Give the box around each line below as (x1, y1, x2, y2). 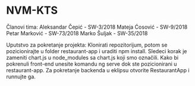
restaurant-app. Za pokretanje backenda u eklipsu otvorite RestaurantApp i (6, 66, 190, 73)
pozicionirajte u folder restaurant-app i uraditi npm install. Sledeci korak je (6, 47, 187, 54)
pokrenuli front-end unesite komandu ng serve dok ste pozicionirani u (6, 60, 177, 67)
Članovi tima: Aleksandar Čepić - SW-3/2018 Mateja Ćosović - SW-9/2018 (6, 23, 188, 30)
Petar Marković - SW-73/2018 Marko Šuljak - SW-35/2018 (6, 29, 148, 36)
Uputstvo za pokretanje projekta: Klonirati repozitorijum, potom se (6, 41, 168, 48)
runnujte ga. (6, 73, 36, 80)
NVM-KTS (6, 4, 58, 17)
